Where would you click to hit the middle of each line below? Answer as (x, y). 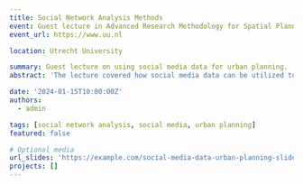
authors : (26, 100)
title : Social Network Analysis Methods (87, 18)
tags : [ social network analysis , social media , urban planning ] (133, 125)
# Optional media (42, 150)
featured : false (40, 133)
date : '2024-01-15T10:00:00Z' (66, 92)
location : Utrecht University (66, 51)
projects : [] (34, 166)
